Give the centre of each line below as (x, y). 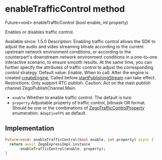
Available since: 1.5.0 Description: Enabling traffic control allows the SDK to (81, 41)
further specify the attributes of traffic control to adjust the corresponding (79, 67)
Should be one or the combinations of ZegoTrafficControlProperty (78, 108)
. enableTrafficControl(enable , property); (62, 149)
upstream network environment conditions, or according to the (68, 52)
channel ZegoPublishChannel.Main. (41, 88)
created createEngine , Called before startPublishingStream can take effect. (81, 78)
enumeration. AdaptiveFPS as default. (49, 113)
